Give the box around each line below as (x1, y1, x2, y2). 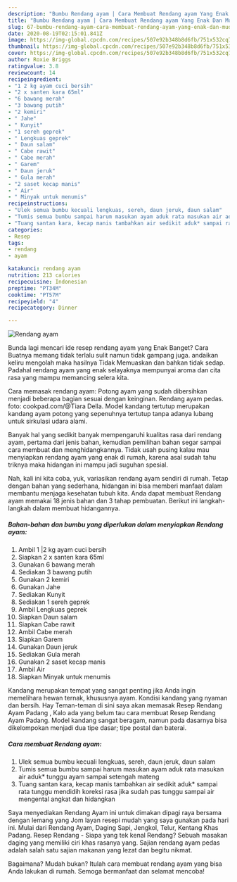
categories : (8, 226, 43, 233)
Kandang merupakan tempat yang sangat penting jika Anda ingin (8, 686, 196, 695)
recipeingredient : (8, 75, 62, 83)
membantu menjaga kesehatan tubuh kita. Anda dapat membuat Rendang (8, 489, 222, 498)
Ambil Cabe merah (18, 628, 72, 636)
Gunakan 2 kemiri (18, 575, 70, 584)
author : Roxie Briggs (8, 56, 72, 63)
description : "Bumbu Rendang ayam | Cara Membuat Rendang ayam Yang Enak (8, 10, 229, 18)
